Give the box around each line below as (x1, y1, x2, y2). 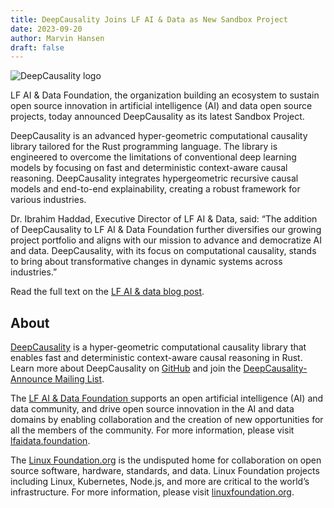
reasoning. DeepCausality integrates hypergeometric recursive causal (10, 172, 299, 185)
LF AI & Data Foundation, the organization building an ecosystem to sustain (10, 89, 320, 101)
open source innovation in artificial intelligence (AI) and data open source (10, 100, 313, 112)
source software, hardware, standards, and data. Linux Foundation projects (10, 465, 320, 477)
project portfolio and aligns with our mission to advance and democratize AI (10, 234, 322, 246)
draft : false (10, 42, 65, 53)
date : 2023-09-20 (10, 24, 83, 34)
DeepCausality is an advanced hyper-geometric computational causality (10, 130, 308, 142)
